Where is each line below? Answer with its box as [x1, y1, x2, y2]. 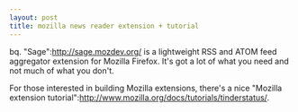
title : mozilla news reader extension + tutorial [9, 22, 200, 30]
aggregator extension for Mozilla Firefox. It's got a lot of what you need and [9, 56, 290, 66]
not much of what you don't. [9, 65, 114, 76]
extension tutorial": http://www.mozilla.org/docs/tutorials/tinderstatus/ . [9, 91, 270, 103]
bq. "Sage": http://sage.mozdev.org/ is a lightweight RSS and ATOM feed [9, 46, 277, 56]
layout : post [9, 13, 59, 22]
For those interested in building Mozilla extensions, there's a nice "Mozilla [9, 82, 283, 93]
